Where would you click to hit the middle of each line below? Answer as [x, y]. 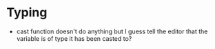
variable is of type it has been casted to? [74, 38]
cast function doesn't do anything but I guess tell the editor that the [112, 31]
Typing [27, 13]
